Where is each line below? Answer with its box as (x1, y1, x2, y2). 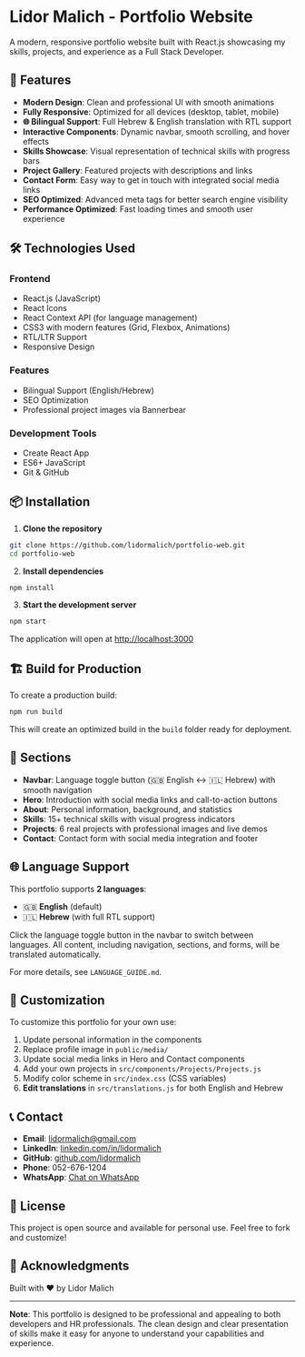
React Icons (22, 303, 68, 314)
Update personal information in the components (22, 1034, 202, 1045)
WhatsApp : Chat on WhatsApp (22, 1171, 140, 1183)
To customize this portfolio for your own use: (9, 1017, 177, 1028)
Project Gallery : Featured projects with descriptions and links (22, 165, 253, 176)
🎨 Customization (9, 993, 105, 1009)
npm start (9, 617, 47, 627)
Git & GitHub (22, 467, 70, 478)
